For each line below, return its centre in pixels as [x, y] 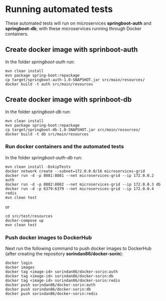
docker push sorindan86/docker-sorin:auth [50, 285]
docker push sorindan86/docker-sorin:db [48, 289]
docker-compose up [24, 220]
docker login [19, 263]
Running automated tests [59, 9]
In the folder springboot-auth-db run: [44, 157]
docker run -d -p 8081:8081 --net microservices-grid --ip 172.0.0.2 [80, 175]
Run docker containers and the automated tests [65, 147]
